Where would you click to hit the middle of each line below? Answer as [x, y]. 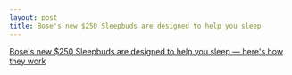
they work [28, 61]
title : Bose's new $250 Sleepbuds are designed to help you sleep [135, 26]
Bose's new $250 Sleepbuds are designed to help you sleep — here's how [146, 51]
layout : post [33, 17]
